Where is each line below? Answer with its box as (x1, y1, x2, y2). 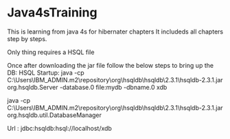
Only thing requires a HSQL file (7, 48, 95, 56)
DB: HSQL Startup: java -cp (7, 68, 84, 77)
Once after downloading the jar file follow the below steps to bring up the (7, 61, 214, 69)
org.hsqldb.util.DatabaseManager (7, 111, 102, 119)
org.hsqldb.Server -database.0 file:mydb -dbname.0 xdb (7, 83, 168, 91)
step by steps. (7, 34, 47, 42)
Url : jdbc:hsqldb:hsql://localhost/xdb (7, 124, 112, 132)
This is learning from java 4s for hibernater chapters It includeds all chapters (7, 27, 224, 36)
